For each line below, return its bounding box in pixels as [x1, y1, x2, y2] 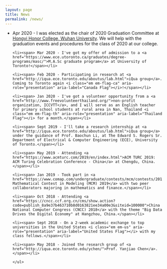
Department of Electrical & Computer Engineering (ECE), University [12, 137, 158, 142]
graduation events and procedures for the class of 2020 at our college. [12, 41, 159, 47]
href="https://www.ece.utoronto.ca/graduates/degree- [12, 55, 127, 60]
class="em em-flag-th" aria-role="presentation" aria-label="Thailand [12, 112, 163, 117]
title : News [5, 12, 30, 17]
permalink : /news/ [5, 16, 43, 21]
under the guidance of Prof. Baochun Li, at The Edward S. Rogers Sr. [12, 133, 163, 138]
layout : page [5, 7, 32, 12]
